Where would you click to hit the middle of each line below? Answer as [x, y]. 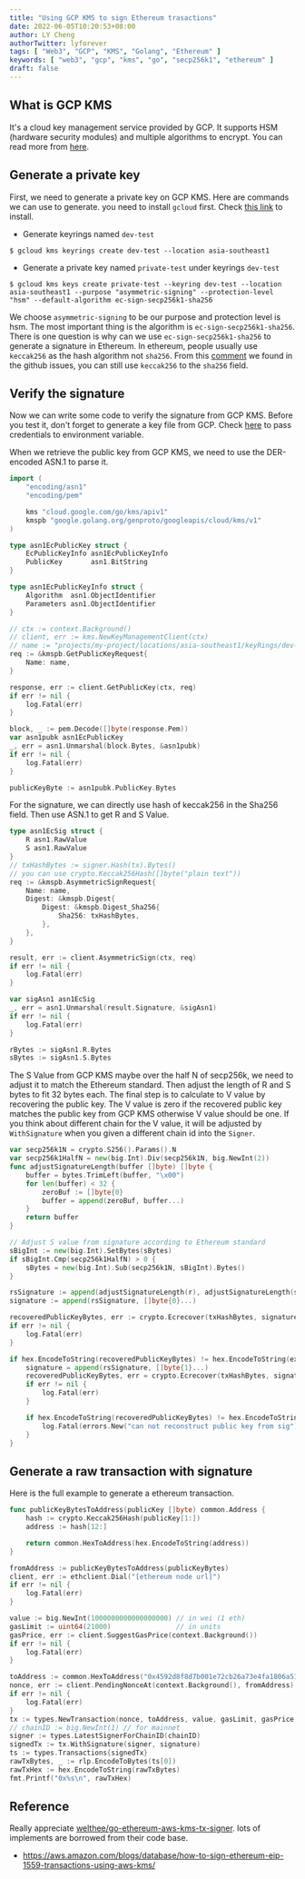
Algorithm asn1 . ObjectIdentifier [91, 595]
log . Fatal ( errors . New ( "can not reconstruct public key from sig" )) [172, 1426]
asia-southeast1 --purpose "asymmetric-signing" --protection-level [142, 292]
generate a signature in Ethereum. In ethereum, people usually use [134, 345]
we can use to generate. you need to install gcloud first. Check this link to [146, 206]
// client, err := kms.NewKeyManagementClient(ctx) [109, 637]
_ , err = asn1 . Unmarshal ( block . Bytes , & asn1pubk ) [105, 746]
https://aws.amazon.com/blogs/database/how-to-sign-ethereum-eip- [153, 1855]
